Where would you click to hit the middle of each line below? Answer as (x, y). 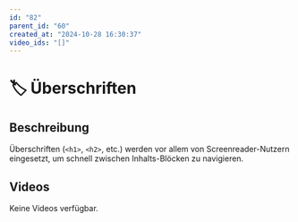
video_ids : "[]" (39, 43)
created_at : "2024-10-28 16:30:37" (76, 34)
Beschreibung (49, 128)
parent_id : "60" (39, 26)
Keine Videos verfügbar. (54, 209)
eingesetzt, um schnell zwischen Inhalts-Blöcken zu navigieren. (127, 158)
